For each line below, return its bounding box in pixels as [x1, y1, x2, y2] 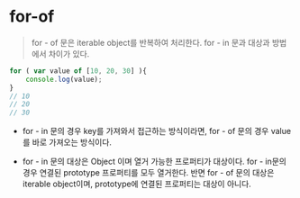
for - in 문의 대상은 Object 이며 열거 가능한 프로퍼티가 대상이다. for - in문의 [22, 156, 286, 167]
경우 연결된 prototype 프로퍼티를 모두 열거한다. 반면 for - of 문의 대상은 [22, 167, 275, 178]
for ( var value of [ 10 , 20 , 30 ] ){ [9, 66, 147, 76]
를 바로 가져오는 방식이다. [22, 137, 113, 148]
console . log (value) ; [25, 75, 103, 84]
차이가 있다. [48, 48, 90, 59]
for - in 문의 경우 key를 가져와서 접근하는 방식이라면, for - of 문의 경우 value [22, 126, 291, 137]
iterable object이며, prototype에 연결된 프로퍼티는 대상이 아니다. [22, 178, 252, 190]
